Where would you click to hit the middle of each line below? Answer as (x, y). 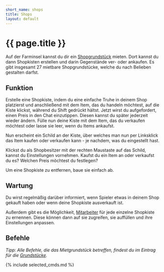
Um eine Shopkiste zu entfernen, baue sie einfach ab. (60, 170)
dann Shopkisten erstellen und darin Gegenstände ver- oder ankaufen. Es (80, 62)
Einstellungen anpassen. (30, 222)
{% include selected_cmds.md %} (40, 265)
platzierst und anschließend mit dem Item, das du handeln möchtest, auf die (82, 105)
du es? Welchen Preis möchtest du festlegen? (52, 161)
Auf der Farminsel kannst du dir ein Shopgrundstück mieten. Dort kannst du (82, 57)
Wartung (19, 186)
